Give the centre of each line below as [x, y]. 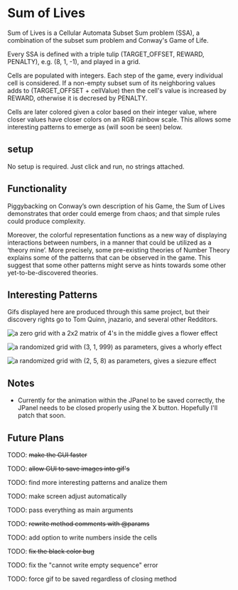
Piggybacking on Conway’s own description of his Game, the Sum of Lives [116, 206]
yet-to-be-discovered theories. [53, 272]
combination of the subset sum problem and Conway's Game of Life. [108, 40]
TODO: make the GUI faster [47, 455]
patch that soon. [42, 415]
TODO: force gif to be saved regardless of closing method [92, 579]
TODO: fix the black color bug [51, 551]
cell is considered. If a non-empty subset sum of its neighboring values [112, 82]
